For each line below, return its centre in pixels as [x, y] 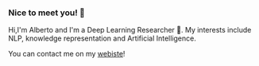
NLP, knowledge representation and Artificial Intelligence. [102, 38]
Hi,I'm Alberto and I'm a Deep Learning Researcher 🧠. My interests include [130, 30]
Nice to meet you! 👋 [47, 13]
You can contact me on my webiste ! [67, 54]
